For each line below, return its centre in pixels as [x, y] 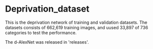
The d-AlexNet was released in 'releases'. [47, 42]
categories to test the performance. [41, 33]
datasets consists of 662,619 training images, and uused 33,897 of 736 [76, 27]
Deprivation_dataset [47, 9]
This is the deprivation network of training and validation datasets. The [76, 22]
